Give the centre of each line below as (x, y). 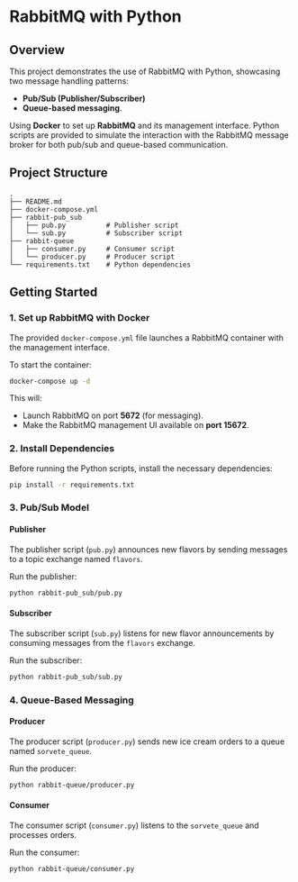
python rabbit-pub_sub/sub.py (66, 677)
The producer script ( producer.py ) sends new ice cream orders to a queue (147, 741)
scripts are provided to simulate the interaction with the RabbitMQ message (149, 135)
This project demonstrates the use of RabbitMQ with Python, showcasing (145, 71)
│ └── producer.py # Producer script (92, 257)
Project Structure (59, 173)
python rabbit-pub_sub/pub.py (66, 593)
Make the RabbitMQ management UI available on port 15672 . (135, 425)
